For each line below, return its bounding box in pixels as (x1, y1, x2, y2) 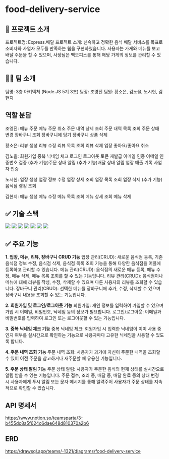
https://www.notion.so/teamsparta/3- (5, 415, 83, 421)
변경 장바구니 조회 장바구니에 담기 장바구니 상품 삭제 (5, 132, 107, 138)
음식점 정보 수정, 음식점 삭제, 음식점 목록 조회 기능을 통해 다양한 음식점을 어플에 (5, 260, 161, 267)
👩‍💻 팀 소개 (5, 74, 36, 83)
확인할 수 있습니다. (18, 385, 55, 391)
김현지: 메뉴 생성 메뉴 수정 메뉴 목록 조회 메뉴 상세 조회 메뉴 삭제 (5, 193, 132, 200)
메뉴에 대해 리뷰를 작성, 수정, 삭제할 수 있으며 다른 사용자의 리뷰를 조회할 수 (5, 279, 153, 285)
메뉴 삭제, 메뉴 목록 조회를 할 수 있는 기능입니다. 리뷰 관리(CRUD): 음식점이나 (12, 273, 163, 279)
